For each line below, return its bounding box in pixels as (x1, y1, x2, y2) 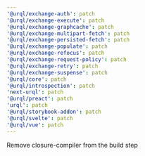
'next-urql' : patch (6, 89, 64, 96)
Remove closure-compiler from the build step (6, 141, 138, 149)
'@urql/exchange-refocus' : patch (6, 50, 105, 57)
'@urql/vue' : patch (6, 121, 64, 129)
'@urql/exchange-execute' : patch (6, 17, 105, 24)
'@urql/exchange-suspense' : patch (6, 69, 108, 76)
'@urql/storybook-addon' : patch (6, 108, 101, 115)
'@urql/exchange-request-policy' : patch (6, 56, 127, 63)
